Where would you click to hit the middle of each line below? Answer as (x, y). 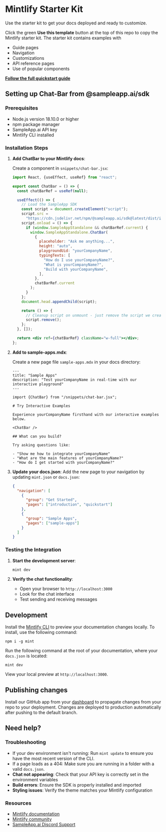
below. (19, 419)
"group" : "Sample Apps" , (51, 519)
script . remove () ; (44, 320)
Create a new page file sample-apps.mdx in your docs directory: (76, 362)
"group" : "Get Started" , (51, 500)
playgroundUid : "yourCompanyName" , (76, 251)
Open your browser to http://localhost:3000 (66, 589)
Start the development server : (44, 560)
